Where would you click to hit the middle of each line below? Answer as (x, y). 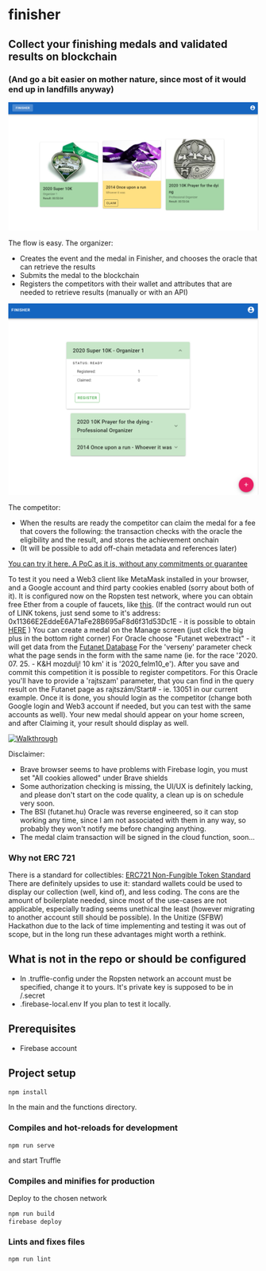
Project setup (42, 1073)
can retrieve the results (58, 267)
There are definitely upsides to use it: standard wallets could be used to (125, 883)
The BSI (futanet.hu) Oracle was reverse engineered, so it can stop (129, 811)
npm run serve (32, 1145)
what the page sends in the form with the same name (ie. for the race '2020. (133, 655)
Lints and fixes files (47, 1242)
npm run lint (30, 1259)
